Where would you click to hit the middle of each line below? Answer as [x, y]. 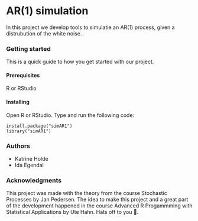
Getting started [29, 48]
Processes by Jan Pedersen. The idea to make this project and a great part [97, 200]
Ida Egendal [29, 165]
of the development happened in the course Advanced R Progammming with [99, 206]
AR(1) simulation [47, 11]
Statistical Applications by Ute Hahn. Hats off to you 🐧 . [72, 212]
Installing [18, 102]
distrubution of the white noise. [44, 33]
